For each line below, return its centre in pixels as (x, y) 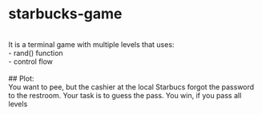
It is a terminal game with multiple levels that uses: (91, 44)
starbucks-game (65, 14)
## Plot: (21, 78)
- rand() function (36, 53)
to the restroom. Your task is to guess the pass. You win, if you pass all (125, 95)
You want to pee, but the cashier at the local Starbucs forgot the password (131, 87)
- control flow (31, 61)
